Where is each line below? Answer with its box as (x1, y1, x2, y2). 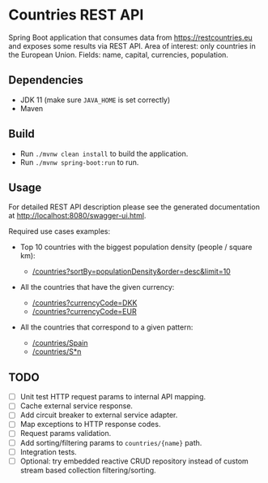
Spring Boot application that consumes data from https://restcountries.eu (8, 32, 253, 42)
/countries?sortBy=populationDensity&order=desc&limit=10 (32, 266, 231, 277)
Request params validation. (19, 429, 112, 438)
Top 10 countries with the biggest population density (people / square (19, 242, 253, 252)
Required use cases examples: (8, 226, 111, 236)
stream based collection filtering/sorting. (19, 465, 156, 475)
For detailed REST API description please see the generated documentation (8, 202, 261, 212)
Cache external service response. (19, 401, 134, 411)
